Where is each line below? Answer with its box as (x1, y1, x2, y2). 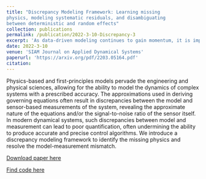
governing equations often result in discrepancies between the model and (6, 96, 193, 104)
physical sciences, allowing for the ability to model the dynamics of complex (6, 83, 199, 91)
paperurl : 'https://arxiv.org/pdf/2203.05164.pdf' (6, 55, 139, 61)
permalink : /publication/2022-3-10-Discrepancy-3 (6, 32, 136, 38)
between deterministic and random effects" (6, 20, 120, 26)
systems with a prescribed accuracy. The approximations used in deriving (6, 90, 193, 97)
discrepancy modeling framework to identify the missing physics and (6, 135, 181, 143)
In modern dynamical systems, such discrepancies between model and (6, 116, 186, 123)
